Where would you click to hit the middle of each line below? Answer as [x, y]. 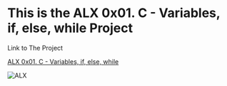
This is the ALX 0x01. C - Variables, [114, 13]
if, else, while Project [70, 28]
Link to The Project [35, 48]
